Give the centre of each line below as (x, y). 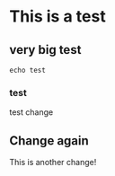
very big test (45, 50)
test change (31, 112)
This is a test (57, 17)
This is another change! (53, 163)
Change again (49, 141)
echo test (28, 70)
